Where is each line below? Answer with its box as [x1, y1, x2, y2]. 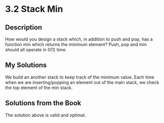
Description [5, 23, 42, 32]
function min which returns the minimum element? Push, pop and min [5, 41, 147, 47]
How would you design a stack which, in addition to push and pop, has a [5, 36, 153, 42]
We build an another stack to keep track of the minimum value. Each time [5, 74, 155, 80]
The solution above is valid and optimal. [5, 112, 86, 118]
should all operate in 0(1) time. [5, 47, 67, 52]
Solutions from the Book [5, 99, 82, 107]
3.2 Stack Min [5, 3, 63, 15]
